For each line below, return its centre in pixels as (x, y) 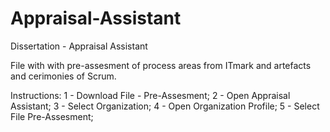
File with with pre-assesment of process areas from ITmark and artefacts (161, 65)
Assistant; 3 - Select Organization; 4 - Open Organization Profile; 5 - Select (165, 106)
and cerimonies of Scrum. (63, 76)
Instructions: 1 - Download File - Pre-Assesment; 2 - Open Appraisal (150, 95)
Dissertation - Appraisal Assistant (79, 46)
